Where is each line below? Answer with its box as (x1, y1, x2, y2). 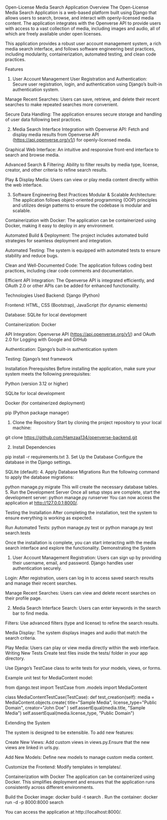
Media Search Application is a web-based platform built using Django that (5, 10, 157, 16)
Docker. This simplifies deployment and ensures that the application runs (5, 779, 155, 785)
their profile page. (5, 595, 42, 601)
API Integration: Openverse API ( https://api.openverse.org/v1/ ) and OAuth (5, 331, 156, 337)
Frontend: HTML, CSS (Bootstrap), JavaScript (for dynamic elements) (5, 302, 148, 308)
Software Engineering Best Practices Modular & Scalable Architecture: (12, 192, 157, 197)
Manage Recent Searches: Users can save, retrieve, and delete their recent (5, 96, 160, 102)
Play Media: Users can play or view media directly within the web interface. (5, 645, 160, 650)
